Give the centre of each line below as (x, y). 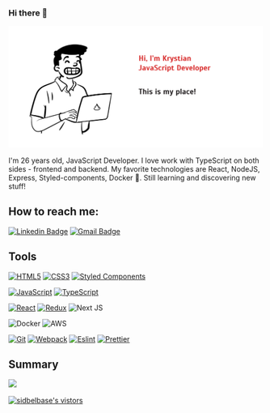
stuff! (17, 186)
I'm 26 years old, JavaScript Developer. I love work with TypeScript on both (134, 160)
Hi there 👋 (28, 13)
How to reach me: (54, 212)
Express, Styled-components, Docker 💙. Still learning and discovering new (132, 177)
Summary (34, 364)
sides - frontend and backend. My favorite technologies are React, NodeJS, (134, 168)
